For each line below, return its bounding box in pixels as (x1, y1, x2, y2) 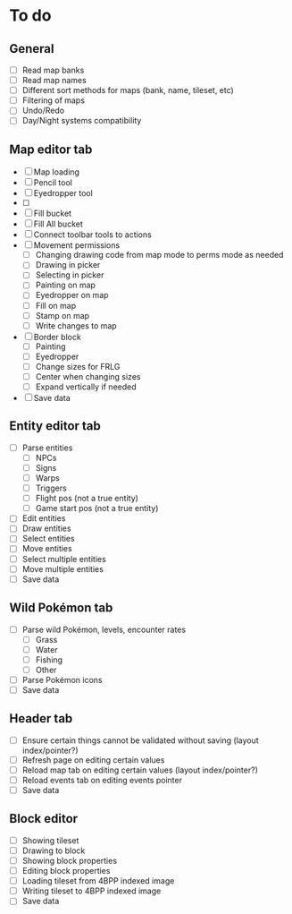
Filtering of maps (21, 95, 85, 106)
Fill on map (35, 300, 77, 311)
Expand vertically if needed (35, 381, 137, 392)
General (9, 41, 55, 56)
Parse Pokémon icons (21, 674, 103, 685)
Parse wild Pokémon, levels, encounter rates (21, 624, 186, 635)
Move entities (21, 543, 73, 554)
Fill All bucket (33, 218, 83, 229)
